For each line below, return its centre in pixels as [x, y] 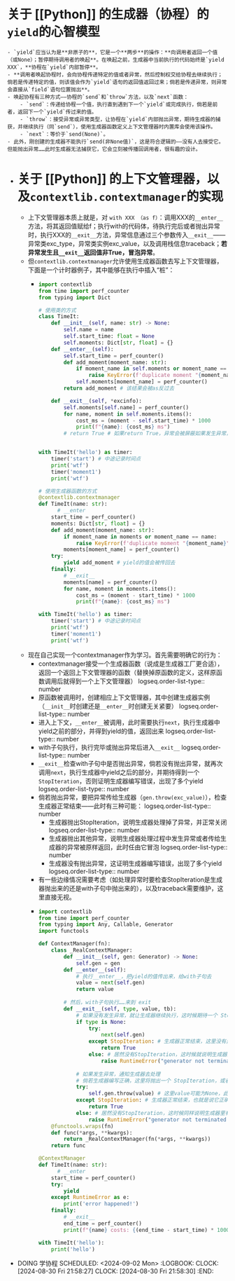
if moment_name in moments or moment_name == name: [140, 537]
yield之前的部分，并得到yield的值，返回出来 [101, 731]
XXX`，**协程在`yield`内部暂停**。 [54, 67]
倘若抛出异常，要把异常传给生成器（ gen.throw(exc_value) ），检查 [133, 797]
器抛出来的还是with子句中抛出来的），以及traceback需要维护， [128, 888]
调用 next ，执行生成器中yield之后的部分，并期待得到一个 [119, 772]
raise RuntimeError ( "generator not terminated [157, 1119]
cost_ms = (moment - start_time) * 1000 [136, 595]
